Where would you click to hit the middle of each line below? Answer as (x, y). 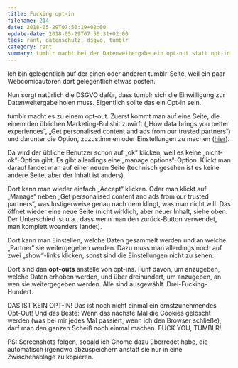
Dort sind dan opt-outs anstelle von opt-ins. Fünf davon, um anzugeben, (114, 269)
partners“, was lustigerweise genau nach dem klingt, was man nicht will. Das (119, 203)
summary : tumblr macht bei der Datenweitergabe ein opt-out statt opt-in (119, 54)
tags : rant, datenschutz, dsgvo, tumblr (68, 40)
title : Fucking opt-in (41, 14)
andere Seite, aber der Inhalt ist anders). (66, 175)
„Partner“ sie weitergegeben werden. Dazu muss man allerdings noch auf (115, 247)
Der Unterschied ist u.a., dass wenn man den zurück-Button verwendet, (112, 219)
